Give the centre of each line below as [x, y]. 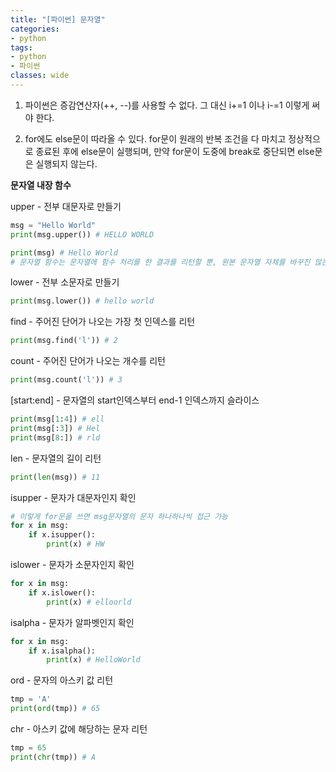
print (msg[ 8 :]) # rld [55, 437]
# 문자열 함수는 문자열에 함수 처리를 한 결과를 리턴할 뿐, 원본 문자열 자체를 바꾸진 [160, 262]
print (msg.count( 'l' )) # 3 [66, 380]
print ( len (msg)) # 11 [55, 477]
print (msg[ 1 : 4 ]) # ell [57, 419]
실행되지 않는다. [66, 163]
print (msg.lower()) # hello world [82, 301]
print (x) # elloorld [89, 602]
